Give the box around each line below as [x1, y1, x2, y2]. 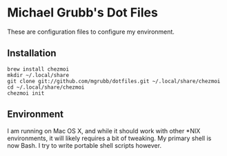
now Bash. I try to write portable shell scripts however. [7, 141, 162, 149]
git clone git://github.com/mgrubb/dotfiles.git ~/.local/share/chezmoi [7, 78, 221, 85]
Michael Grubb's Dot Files [7, 5, 159, 21]
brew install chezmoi [7, 65, 70, 73]
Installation [7, 47, 57, 59]
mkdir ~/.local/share [7, 71, 70, 78]
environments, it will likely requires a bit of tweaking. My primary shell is [7, 134, 212, 142]
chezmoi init [7, 89, 45, 97]
